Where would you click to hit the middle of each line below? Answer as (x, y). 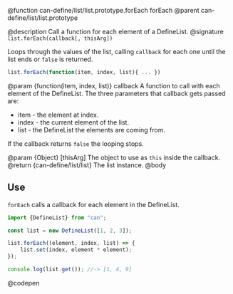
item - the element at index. (58, 115)
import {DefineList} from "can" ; (57, 217)
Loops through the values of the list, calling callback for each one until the (116, 52)
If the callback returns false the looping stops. (76, 143)
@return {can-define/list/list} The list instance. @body (87, 165)
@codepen (24, 283)
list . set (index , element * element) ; (76, 250)
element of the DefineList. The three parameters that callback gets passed (116, 93)
